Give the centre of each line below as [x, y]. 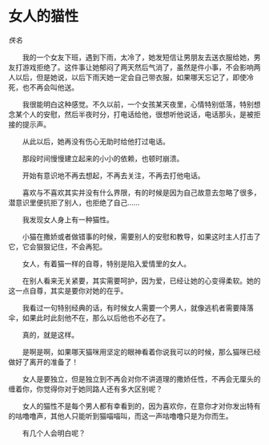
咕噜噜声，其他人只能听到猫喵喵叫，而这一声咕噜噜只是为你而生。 [124, 416]
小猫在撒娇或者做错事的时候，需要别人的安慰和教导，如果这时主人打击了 [141, 237]
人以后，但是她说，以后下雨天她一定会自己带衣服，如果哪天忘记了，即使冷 [131, 77]
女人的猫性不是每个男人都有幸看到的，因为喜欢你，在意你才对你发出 [134, 406]
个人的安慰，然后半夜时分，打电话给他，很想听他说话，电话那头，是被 [138, 114]
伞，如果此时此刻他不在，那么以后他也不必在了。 [89, 318]
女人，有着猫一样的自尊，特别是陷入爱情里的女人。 [106, 263]
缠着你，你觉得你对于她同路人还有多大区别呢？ [85, 389]
